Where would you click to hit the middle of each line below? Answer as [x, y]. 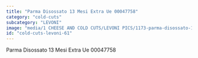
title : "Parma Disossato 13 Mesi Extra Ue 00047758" [72, 11]
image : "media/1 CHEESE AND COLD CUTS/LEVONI [63, 28]
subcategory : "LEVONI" [34, 22]
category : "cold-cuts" [34, 17]
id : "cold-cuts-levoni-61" [39, 33]
